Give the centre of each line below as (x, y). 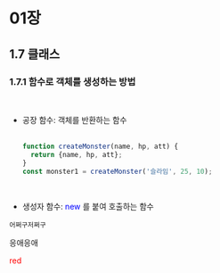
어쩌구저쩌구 (28, 225)
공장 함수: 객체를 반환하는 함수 (74, 120)
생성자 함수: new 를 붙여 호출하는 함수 (88, 207)
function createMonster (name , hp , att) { (100, 146)
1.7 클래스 (35, 54)
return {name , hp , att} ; (77, 154)
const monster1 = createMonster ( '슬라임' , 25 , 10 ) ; (117, 171)
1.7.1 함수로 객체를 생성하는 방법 (73, 81)
